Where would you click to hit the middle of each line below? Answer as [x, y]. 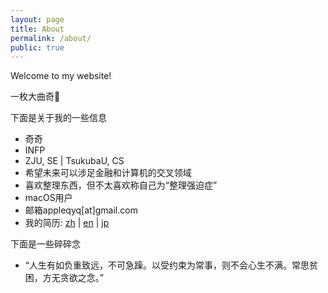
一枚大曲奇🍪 [35, 97]
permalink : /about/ [51, 38]
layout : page [37, 19]
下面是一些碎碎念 [45, 244]
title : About [37, 29]
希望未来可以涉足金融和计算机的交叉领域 [108, 173]
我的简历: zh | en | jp [67, 223]
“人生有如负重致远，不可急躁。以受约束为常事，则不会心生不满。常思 [167, 265]
